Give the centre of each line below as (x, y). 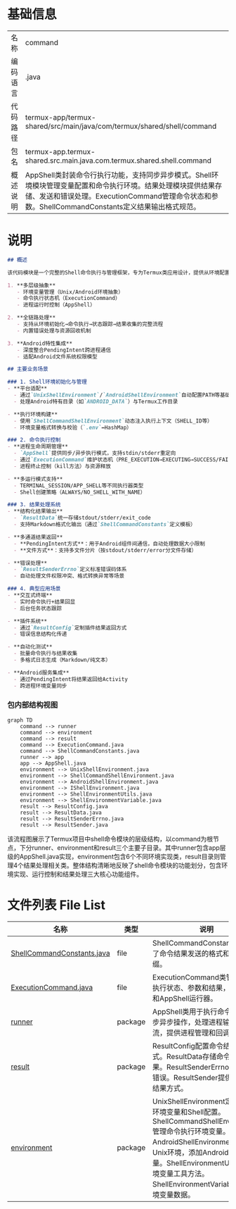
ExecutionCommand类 (189, 977)
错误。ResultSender (185, 1077)
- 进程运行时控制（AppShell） (56, 305)
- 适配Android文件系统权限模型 (57, 356)
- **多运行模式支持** (35, 479)
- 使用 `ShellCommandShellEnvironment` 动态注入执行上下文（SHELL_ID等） (113, 421)
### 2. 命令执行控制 (34, 440)
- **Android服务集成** (38, 672)
